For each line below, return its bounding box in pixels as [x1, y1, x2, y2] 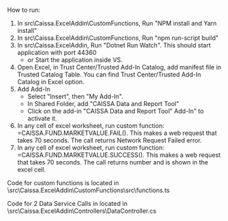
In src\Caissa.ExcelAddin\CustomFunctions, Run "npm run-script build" [17, 34, 219, 42]
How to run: [7, 6, 41, 14]
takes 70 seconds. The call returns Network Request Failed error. [17, 136, 202, 144]
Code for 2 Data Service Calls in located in [7, 200, 127, 207]
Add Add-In [17, 85, 50, 93]
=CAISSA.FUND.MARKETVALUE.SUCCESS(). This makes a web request [17, 151, 221, 159]
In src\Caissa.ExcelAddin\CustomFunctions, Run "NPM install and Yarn [17, 19, 217, 27]
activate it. [27, 114, 57, 123]
